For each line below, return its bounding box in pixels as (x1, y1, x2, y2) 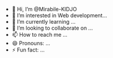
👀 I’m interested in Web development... (11, 12, 108, 19)
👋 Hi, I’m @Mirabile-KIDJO (11, 6, 77, 12)
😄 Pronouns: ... (11, 40, 51, 47)
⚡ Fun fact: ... (11, 46, 45, 53)
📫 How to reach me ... (11, 31, 68, 38)
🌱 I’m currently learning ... (11, 18, 76, 25)
